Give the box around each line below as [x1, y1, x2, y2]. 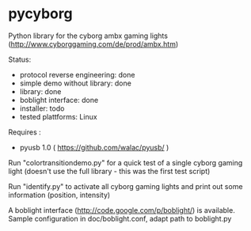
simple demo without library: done [19, 78, 132, 88]
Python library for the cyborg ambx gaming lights [8, 31, 169, 40]
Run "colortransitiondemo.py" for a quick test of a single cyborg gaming [8, 157, 243, 167]
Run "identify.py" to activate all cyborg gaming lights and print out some [8, 181, 243, 191]
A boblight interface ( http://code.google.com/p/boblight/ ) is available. [8, 205, 235, 214]
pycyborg [8, 5, 73, 23]
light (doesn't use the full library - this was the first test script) [8, 166, 211, 176]
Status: [8, 55, 32, 64]
